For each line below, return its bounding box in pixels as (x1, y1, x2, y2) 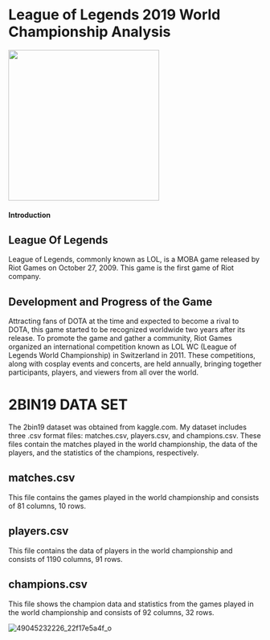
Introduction (8, 210, 51, 219)
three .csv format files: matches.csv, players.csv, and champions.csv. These (8, 431, 261, 441)
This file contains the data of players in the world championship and (8, 545, 233, 556)
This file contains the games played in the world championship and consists (8, 492, 260, 502)
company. (8, 272, 42, 281)
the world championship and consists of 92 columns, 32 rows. (8, 607, 215, 617)
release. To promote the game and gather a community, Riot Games (8, 334, 233, 343)
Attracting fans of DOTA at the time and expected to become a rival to (8, 316, 239, 326)
